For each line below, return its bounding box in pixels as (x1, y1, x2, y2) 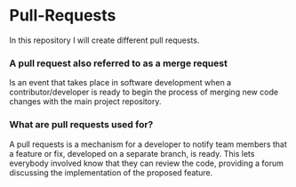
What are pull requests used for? (9, 118, 154, 131)
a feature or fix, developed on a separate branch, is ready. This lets (9, 148, 255, 159)
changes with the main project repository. (9, 96, 162, 107)
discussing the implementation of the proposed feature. (9, 167, 213, 178)
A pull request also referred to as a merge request (9, 57, 228, 69)
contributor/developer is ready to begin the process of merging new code (9, 86, 278, 98)
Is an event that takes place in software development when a (9, 77, 232, 88)
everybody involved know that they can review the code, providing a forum (9, 158, 284, 168)
